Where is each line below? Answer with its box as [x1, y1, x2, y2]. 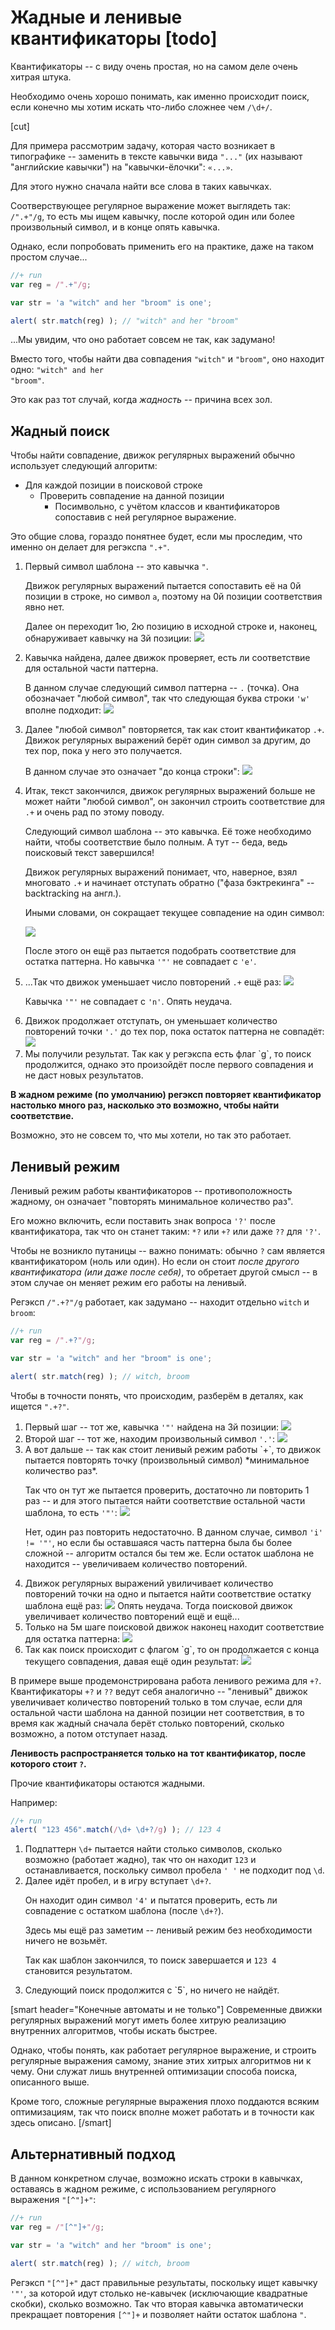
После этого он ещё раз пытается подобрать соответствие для [24, 945, 297, 957]
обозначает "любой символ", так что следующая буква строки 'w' [24, 692, 311, 705]
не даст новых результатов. [24, 1069, 144, 1081]
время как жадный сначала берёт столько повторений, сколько [10, 1717, 285, 1729]
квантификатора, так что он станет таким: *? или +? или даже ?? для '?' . [10, 1226, 321, 1238]
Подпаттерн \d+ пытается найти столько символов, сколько [24, 1843, 283, 1855]
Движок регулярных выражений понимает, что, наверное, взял [24, 866, 298, 878]
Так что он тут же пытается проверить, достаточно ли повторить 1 [24, 1484, 310, 1496]
